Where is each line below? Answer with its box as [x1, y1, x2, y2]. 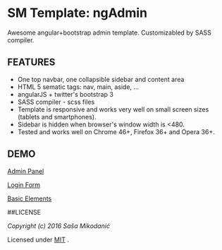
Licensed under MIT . [7, 235, 69, 244]
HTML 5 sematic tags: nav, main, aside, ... [17, 83, 140, 91]
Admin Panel [7, 167, 44, 175]
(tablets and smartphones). [17, 112, 97, 121]
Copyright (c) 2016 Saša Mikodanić [7, 221, 111, 230]
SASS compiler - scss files [17, 97, 95, 106]
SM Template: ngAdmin [7, 5, 148, 21]
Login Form [7, 180, 41, 189]
